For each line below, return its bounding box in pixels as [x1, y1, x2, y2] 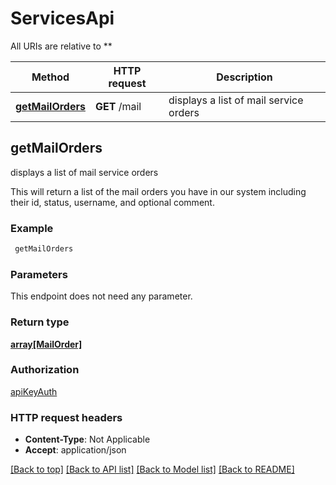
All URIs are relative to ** [10, 40, 113, 52]
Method [31, 70, 70, 84]
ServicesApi [10, 7, 115, 30]
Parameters [10, 267, 68, 281]
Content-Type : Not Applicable [24, 433, 151, 446]
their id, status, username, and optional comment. [10, 196, 215, 208]
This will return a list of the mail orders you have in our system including [10, 185, 307, 197]
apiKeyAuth [10, 385, 58, 397]
